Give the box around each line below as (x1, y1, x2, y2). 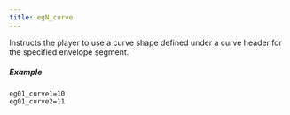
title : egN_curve (9, 12, 74, 22)
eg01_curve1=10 (9, 89, 66, 98)
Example (9, 67, 43, 78)
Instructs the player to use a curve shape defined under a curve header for (9, 37, 282, 48)
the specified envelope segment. (9, 46, 129, 57)
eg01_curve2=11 (9, 96, 66, 106)
